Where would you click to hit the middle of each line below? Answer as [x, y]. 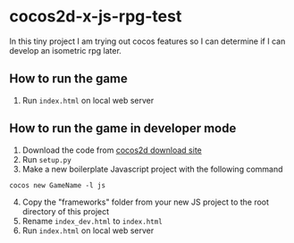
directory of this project [66, 211]
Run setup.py [46, 159]
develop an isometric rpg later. [66, 50]
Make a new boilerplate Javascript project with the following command [152, 169]
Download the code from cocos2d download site [112, 150]
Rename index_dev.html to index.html [92, 221]
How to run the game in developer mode [123, 128]
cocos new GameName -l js [57, 185]
